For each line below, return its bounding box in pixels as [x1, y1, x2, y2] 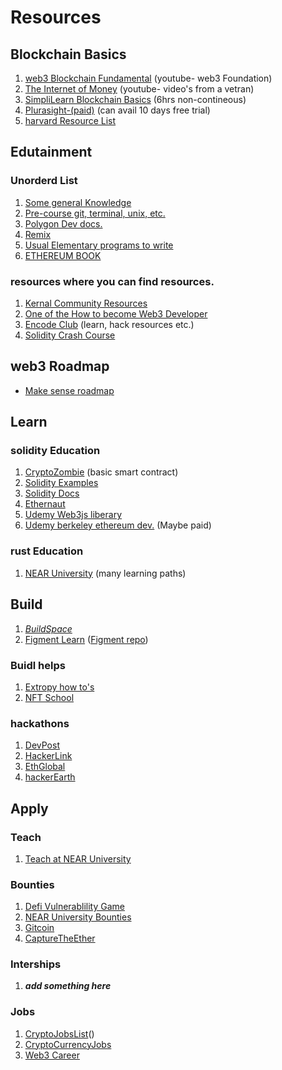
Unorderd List [10, 174, 78, 188]
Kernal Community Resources [24, 297, 148, 309]
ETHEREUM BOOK [24, 249, 102, 261]
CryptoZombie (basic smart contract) [24, 466, 179, 478]
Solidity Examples [24, 477, 99, 489]
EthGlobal [24, 761, 66, 773]
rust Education [10, 544, 84, 558]
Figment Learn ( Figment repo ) [24, 633, 149, 645]
